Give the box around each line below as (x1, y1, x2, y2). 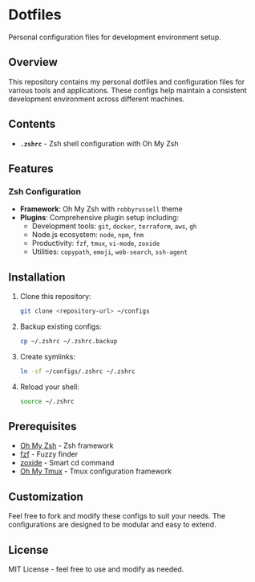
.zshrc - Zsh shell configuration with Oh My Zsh (19, 138, 179, 148)
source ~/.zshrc (19, 397, 75, 405)
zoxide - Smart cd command (19, 458, 115, 468)
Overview (8, 55, 59, 69)
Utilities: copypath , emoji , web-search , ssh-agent (31, 247, 188, 256)
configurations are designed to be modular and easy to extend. (8, 520, 217, 530)
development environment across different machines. (8, 94, 185, 104)
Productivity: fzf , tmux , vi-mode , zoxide (31, 239, 160, 248)
